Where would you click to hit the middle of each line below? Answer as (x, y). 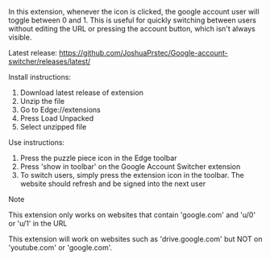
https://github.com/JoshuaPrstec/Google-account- (143, 53)
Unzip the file (42, 101)
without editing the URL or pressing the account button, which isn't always (132, 29)
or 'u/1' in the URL (38, 223)
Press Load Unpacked (57, 118)
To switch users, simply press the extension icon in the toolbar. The (132, 175)
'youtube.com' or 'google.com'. (60, 248)
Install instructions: (39, 77)
